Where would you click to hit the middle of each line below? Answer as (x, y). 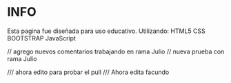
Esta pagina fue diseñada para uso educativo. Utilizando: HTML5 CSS (106, 31)
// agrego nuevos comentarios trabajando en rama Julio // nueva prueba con (116, 51)
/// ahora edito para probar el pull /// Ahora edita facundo (88, 72)
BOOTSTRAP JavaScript (41, 38)
